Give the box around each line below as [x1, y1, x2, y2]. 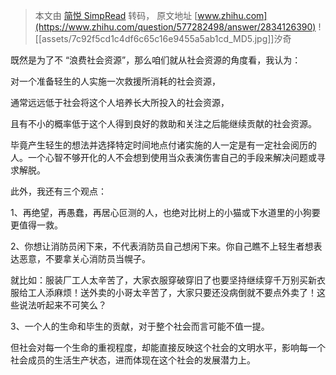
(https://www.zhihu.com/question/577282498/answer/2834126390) [34, 21, 317, 33]
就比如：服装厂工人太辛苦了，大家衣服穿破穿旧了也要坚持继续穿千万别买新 [10, 274, 317, 286]
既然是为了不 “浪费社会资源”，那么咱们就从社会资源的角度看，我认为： [10, 54, 302, 66]
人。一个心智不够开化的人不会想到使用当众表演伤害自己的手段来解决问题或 [10, 152, 317, 163]
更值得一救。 [10, 219, 63, 231]
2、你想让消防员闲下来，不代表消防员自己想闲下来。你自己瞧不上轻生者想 [10, 240, 314, 252]
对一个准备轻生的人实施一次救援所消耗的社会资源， [10, 75, 221, 87]
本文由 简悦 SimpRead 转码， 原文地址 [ [34, 10, 198, 21]
